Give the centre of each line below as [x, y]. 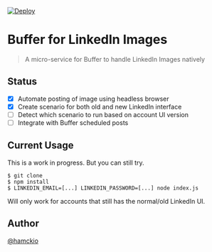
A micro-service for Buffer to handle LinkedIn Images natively [115, 59]
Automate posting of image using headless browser [93, 99]
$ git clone [25, 175]
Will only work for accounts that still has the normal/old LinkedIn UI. [106, 201]
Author [23, 224]
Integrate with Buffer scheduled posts [73, 122]
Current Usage [41, 146]
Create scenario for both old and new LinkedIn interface [100, 106]
